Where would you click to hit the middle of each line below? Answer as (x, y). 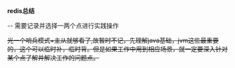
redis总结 (21, 11)
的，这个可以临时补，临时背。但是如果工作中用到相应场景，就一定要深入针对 (117, 49)
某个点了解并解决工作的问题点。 (53, 58)
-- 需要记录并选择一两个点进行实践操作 (63, 26)
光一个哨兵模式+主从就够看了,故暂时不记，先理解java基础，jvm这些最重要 (113, 40)
